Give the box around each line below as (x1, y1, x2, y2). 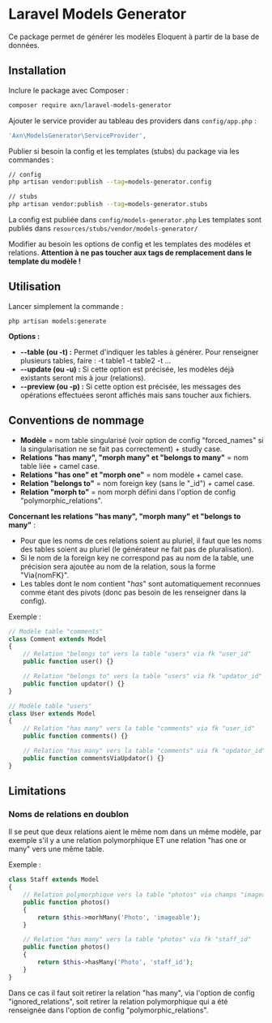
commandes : (8, 155, 54, 165)
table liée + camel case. (19, 461, 100, 471)
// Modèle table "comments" (8, 627, 104, 635)
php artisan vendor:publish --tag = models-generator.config (8, 178, 212, 187)
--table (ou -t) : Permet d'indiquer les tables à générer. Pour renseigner (19, 346, 259, 357)
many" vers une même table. (8, 845, 104, 854)
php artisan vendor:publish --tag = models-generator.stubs (8, 200, 208, 208)
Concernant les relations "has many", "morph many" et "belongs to (8, 511, 241, 521)
